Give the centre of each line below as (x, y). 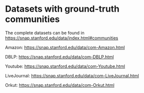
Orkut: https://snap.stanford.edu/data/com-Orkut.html (60, 85)
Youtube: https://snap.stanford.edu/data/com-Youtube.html (65, 66)
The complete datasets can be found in (45, 33)
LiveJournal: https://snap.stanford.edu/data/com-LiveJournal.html (72, 75)
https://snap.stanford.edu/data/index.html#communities (62, 38)
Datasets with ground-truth (62, 9)
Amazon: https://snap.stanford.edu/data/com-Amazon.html (65, 47)
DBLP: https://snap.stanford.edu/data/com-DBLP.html (59, 56)
